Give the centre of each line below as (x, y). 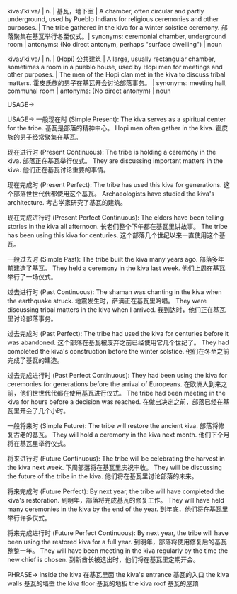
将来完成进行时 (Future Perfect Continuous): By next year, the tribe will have (118, 533)
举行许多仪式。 (29, 518)
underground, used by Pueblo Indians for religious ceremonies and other (113, 19)
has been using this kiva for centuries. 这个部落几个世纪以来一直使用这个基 (116, 235)
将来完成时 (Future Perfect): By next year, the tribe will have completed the (116, 491)
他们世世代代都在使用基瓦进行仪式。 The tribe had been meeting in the (123, 393)
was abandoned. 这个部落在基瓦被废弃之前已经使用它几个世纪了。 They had (118, 342)
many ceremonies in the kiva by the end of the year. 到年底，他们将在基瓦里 (118, 509)
